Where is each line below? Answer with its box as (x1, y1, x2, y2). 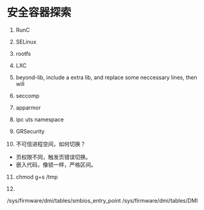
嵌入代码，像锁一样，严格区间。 (15, 160, 97, 168)
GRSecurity (15, 127, 45, 135)
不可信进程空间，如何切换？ (15, 140, 86, 148)
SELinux (15, 38, 37, 45)
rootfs (15, 50, 31, 57)
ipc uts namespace (15, 116, 64, 123)
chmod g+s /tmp (15, 173, 58, 181)
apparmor (15, 103, 42, 111)
